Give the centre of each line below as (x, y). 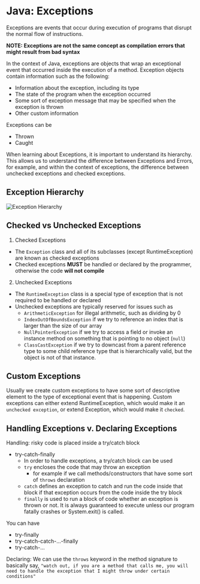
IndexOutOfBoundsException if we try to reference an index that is (104, 319)
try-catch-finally (35, 454)
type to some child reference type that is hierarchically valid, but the (108, 351)
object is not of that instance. (60, 357)
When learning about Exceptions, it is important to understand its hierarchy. (99, 154)
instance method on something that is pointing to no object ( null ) (104, 338)
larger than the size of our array (63, 326)
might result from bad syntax (43, 51)
